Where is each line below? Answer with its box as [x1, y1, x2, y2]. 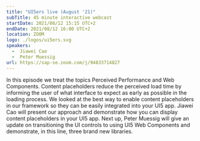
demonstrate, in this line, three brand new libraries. [6, 128, 133, 135]
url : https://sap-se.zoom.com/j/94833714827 [6, 59, 120, 65]
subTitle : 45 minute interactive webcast [6, 15, 112, 21]
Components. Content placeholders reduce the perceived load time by [6, 82, 182, 90]
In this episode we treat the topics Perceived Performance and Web [6, 76, 175, 84]
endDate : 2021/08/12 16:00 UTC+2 [6, 25, 91, 32]
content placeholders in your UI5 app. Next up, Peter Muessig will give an [6, 114, 189, 122]
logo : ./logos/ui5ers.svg [6, 37, 71, 43]
